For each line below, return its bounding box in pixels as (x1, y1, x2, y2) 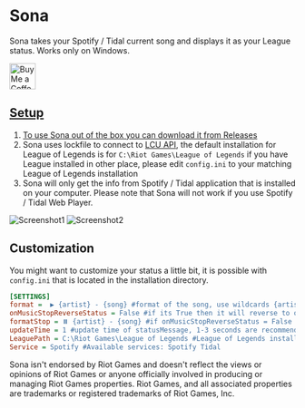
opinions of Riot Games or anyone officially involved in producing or (9, 368, 263, 379)
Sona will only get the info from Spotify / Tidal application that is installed (22, 178, 297, 189)
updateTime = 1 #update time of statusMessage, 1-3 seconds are (9, 325, 258, 335)
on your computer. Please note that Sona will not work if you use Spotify (22, 187, 293, 198)
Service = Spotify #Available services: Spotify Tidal (9, 342, 221, 352)
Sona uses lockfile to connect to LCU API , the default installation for (22, 139, 277, 150)
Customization (9, 241, 95, 257)
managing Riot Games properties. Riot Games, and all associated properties (9, 378, 292, 389)
